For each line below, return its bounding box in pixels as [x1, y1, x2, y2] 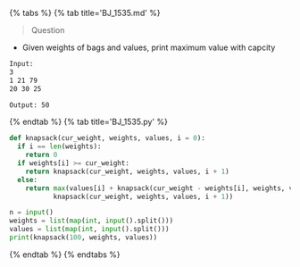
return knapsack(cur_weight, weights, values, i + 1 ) [25, 167, 229, 176]
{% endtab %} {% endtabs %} [9, 249, 121, 260]
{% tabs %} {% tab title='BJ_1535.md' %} [9, 8, 161, 18]
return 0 [25, 151, 58, 160]
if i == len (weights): [17, 142, 102, 151]
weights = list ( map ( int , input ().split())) [9, 216, 174, 226]
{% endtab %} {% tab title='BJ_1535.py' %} [9, 116, 168, 128]
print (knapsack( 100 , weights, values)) [9, 233, 158, 242]
